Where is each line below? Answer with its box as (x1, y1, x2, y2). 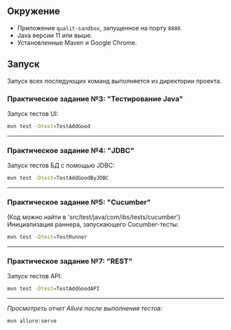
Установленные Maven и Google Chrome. (16, 38, 137, 47)
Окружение (7, 6, 60, 17)
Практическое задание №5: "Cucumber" (7, 197, 151, 207)
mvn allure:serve (7, 318, 57, 324)
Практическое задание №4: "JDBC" (7, 145, 135, 155)
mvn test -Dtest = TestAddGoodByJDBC (7, 175, 109, 182)
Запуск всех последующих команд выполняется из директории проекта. (7, 76, 222, 85)
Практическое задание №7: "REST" (7, 256, 133, 266)
